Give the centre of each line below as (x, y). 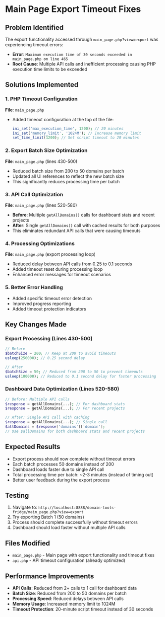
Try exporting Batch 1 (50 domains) (48, 517)
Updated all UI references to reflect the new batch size (68, 176)
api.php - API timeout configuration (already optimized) (69, 560)
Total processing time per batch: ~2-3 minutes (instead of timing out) (83, 474)
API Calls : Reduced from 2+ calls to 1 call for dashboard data (75, 588)
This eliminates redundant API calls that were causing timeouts (76, 231)
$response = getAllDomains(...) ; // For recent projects (65, 408)
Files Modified (28, 543)
